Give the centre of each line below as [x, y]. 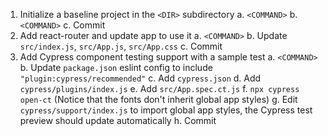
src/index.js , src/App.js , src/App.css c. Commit [121, 46]
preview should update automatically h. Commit [118, 120]
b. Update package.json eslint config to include [116, 67]
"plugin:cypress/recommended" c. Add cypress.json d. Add [140, 78]
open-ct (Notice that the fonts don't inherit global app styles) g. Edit [158, 99]
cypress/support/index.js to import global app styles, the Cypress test [166, 110]
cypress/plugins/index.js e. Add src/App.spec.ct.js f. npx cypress [159, 88]
